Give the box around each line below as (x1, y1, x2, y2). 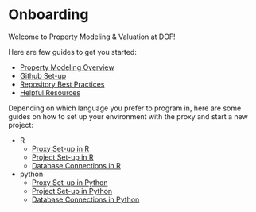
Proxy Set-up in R (31, 144, 90, 153)
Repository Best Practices (19, 79, 105, 89)
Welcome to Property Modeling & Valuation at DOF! (8, 32, 176, 41)
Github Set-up (19, 71, 67, 80)
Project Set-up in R (31, 152, 94, 162)
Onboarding (8, 6, 89, 24)
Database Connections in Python (31, 195, 140, 204)
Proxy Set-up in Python (31, 177, 108, 187)
